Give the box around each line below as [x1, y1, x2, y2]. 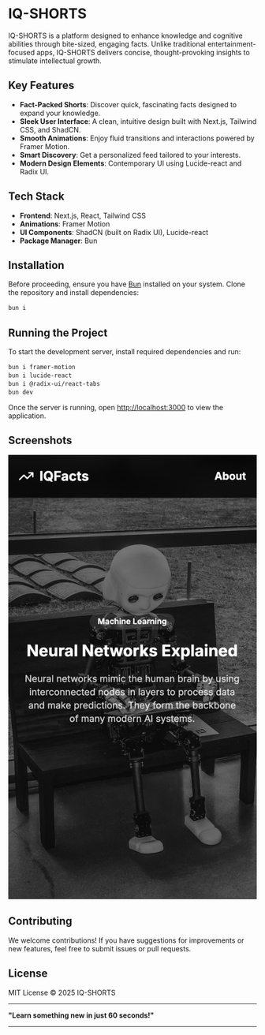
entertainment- [207, 39, 256, 48]
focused [8, 47, 35, 57]
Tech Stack [8, 190, 65, 204]
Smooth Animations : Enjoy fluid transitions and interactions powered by [19, 133, 255, 143]
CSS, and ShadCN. [19, 125, 81, 134]
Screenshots [8, 433, 73, 447]
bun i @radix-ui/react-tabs [8, 379, 101, 387]
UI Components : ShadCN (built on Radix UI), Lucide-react [19, 227, 209, 237]
